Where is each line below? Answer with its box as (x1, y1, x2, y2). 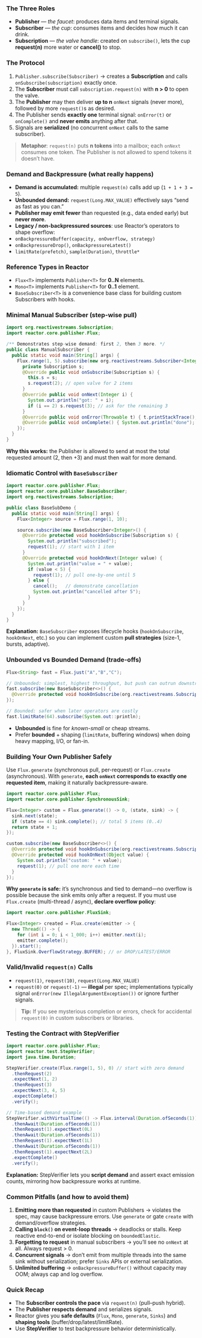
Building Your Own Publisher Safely (6, 752, 112, 761)
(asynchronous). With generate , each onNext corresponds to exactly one (6, 773, 188, 780)
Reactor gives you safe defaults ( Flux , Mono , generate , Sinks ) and (14, 1312, 177, 1319)
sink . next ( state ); (11, 812, 58, 819)
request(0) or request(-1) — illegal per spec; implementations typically (14, 983, 194, 990)
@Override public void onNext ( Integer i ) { (22, 391, 133, 398)
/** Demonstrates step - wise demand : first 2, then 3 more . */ (6, 341, 165, 347)
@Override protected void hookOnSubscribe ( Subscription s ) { (22, 533, 179, 539)
